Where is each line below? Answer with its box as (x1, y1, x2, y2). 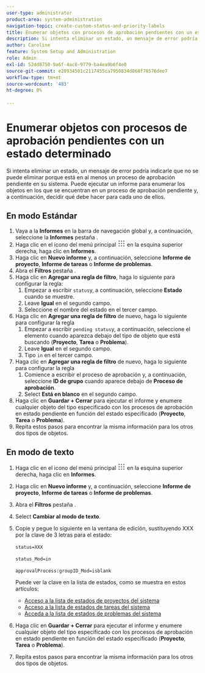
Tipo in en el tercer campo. (24, 351, 93, 359)
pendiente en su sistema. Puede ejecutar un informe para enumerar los (6, 180, 185, 187)
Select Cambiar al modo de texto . (15, 513, 101, 520)
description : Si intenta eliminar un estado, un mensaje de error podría (6, 35, 198, 42)
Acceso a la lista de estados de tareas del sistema (24, 603, 151, 611)
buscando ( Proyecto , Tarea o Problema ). (24, 338, 129, 346)
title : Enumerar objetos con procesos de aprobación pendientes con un (6, 29, 192, 35)
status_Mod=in (15, 556, 51, 562)
